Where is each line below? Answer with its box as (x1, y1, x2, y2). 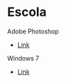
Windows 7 (7, 54, 40, 63)
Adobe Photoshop (7, 27, 59, 35)
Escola (7, 4, 47, 20)
